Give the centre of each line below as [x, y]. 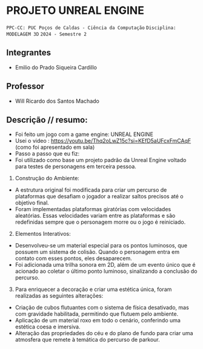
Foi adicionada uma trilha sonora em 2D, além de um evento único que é [105, 265]
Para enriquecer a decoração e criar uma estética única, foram [93, 289]
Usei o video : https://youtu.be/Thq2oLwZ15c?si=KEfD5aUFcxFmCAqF [103, 141]
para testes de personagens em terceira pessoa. [75, 166]
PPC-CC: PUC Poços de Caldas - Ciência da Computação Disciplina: [91, 28]
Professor [25, 86]
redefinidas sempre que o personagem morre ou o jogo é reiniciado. [100, 222]
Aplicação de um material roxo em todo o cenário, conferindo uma [98, 321]
